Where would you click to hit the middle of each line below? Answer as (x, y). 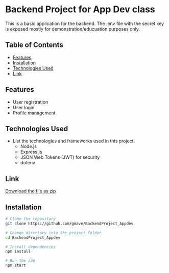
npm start (16, 266)
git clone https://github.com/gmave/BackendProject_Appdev (69, 224)
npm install (18, 252)
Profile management (34, 113)
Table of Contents (34, 45)
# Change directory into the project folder (53, 233)
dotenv (28, 163)
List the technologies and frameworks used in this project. (74, 141)
